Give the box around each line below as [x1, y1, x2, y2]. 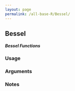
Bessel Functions [5, 43, 41, 49]
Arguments [5, 68, 32, 75]
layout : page [5, 7, 31, 12]
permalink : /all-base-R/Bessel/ [5, 12, 70, 16]
